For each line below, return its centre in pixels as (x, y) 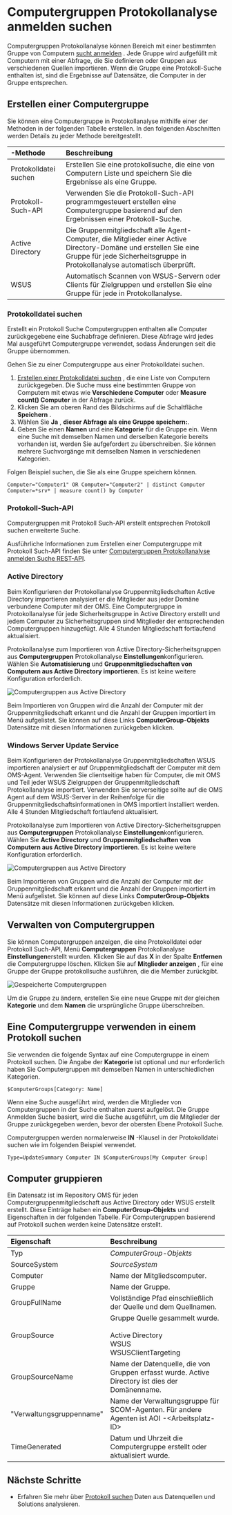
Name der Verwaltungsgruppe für (165, 1401)
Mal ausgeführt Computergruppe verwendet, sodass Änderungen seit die (112, 344)
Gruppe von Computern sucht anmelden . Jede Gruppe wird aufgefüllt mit (112, 53)
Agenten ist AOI (135, 1418)
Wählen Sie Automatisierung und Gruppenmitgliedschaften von (100, 664)
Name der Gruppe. (140, 1287)
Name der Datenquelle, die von (160, 1364)
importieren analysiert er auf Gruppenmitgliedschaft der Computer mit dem (114, 768)
